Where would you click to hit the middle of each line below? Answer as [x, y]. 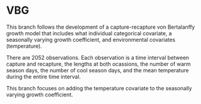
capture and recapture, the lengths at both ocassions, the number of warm [98, 64]
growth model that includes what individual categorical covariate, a [89, 33]
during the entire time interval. [43, 77]
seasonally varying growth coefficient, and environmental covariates [91, 39]
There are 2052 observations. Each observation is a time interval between [98, 57]
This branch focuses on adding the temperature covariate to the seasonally [99, 88]
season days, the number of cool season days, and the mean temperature [97, 70]
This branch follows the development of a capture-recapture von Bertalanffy [100, 27]
